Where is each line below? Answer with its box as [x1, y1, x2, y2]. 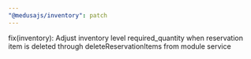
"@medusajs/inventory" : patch [8, 11, 108, 20]
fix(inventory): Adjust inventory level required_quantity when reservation [8, 33, 243, 42]
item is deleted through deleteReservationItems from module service [8, 41, 231, 51]
